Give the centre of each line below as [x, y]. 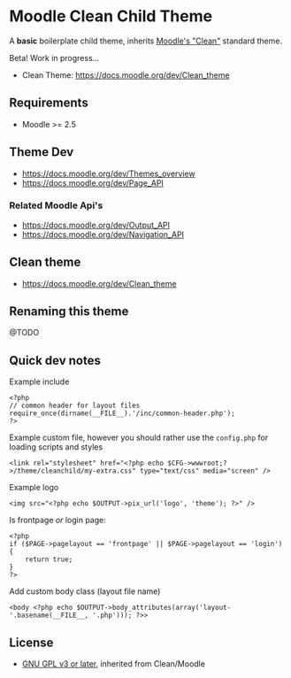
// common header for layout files [75, 406]
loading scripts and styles [56, 447]
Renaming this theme [69, 312]
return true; [49, 559]
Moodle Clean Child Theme [111, 16]
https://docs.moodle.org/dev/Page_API [92, 182]
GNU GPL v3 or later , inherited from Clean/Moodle [114, 664]
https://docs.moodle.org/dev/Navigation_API [103, 234]
